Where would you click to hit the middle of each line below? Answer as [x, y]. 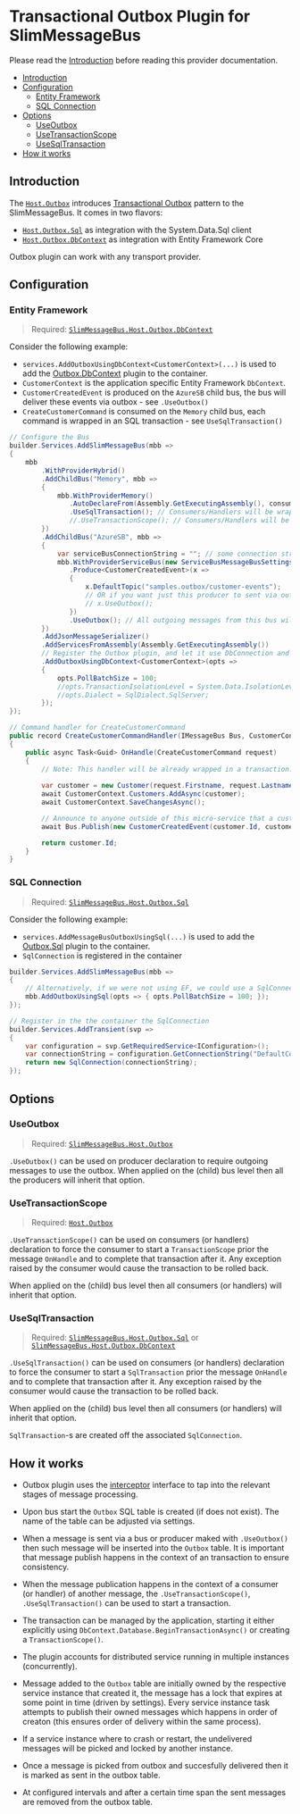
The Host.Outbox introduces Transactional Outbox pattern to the [126, 203]
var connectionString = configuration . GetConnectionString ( [139, 1054]
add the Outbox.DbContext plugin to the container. [115, 373]
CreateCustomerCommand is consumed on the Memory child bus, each [144, 412]
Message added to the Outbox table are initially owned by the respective [154, 1684]
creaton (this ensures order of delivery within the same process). [142, 1722]
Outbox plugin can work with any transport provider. [105, 256]
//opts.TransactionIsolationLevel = [125, 686]
